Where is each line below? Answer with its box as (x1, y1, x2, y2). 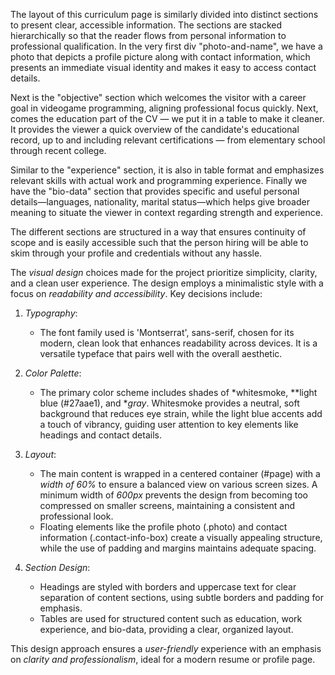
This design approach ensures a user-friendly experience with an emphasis (10, 643, 322, 654)
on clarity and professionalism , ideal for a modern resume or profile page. (10, 654, 316, 665)
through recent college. (10, 145, 107, 156)
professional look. (39, 510, 114, 522)
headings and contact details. (39, 429, 162, 441)
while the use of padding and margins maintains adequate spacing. (39, 542, 317, 554)
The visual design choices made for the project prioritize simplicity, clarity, (10, 267, 318, 278)
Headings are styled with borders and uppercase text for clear (39, 581, 297, 593)
